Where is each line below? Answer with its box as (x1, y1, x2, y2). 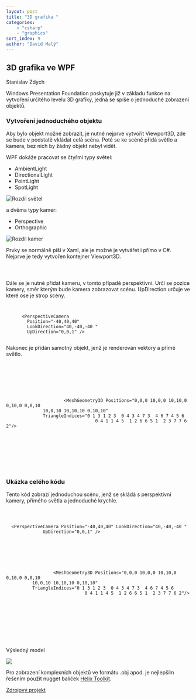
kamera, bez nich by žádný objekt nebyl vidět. (6, 142, 117, 149)
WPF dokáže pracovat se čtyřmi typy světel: (6, 153, 113, 161)
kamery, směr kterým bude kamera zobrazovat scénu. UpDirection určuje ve (6, 285, 190, 292)
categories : (6, 19, 35, 25)
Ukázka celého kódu (6, 477, 66, 485)
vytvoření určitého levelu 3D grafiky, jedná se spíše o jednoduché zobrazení (6, 96, 189, 103)
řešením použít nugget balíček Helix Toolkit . (6, 675, 112, 682)
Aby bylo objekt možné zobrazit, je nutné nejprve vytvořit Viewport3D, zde (6, 130, 186, 137)
